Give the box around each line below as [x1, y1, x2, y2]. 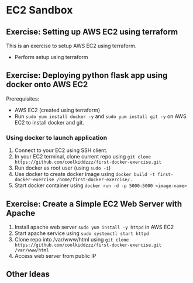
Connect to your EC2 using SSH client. [14, 147, 108, 154]
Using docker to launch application [6, 133, 107, 141]
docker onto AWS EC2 [6, 80, 88, 89]
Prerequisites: [6, 95, 40, 102]
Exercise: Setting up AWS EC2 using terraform [6, 27, 178, 37]
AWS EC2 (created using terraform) [14, 106, 101, 113]
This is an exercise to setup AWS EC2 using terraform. [6, 42, 137, 49]
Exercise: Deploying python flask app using [6, 71, 168, 81]
